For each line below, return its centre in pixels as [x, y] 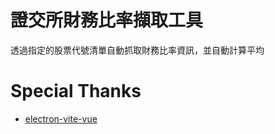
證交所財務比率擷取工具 [107, 20]
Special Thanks [76, 91]
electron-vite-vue [61, 118]
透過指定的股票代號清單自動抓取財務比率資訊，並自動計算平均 [137, 50]
